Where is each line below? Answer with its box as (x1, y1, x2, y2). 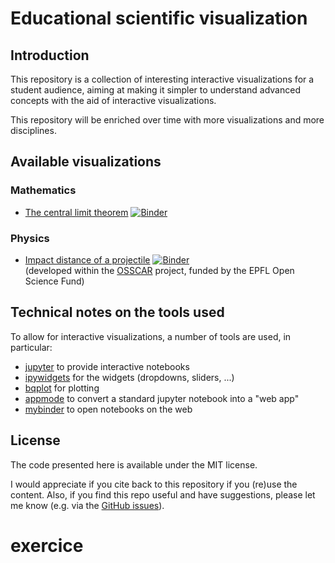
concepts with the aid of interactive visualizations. (10, 95, 217, 106)
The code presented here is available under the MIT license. (10, 458, 258, 471)
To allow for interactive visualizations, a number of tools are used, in (10, 330, 292, 342)
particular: (10, 341, 53, 353)
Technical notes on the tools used (10, 304, 225, 321)
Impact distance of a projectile (24, 253, 151, 266)
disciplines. (10, 125, 57, 136)
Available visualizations (10, 153, 162, 171)
